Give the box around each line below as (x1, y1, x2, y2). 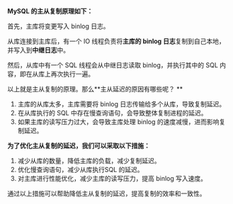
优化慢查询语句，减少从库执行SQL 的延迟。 (17, 166, 144, 174)
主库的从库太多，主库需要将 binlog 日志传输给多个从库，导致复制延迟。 (17, 100, 226, 108)
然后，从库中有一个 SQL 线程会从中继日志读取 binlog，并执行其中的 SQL (7, 61, 218, 69)
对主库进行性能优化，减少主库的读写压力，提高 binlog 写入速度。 (17, 174, 208, 183)
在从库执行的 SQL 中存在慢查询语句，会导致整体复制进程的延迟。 (17, 109, 208, 117)
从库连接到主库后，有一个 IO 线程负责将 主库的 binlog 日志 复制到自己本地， (7, 37, 225, 45)
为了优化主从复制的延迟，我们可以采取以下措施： (7, 142, 150, 149)
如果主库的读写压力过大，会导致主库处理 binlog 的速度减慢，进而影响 (17, 118, 220, 126)
